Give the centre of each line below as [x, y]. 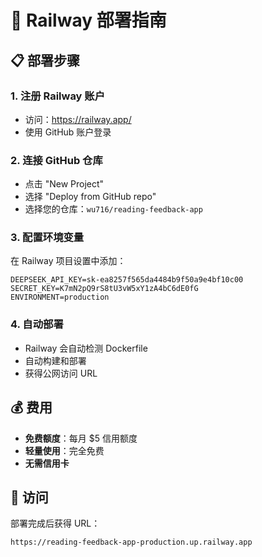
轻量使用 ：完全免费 [64, 450]
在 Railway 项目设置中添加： [68, 261]
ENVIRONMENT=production [60, 297]
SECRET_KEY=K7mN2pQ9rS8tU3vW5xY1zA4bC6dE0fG [104, 289]
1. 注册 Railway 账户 [58, 96]
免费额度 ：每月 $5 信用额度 [81, 438]
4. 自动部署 [37, 324]
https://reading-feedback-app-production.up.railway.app [131, 542]
